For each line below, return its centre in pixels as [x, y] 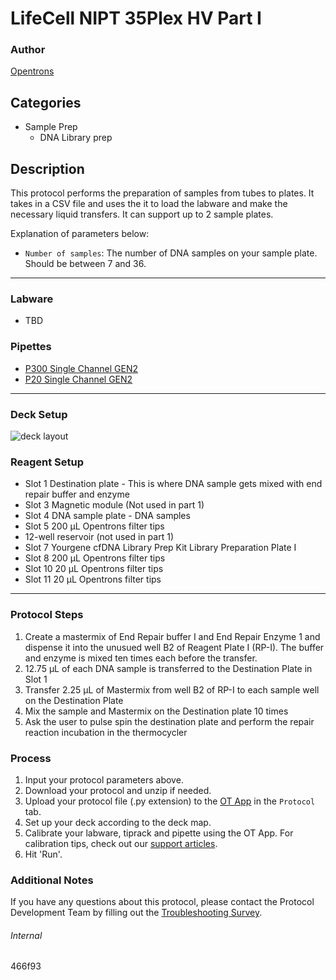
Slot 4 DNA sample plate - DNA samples [107, 516]
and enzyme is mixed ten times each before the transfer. [141, 658]
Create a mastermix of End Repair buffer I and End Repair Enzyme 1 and [172, 636]
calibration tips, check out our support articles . [121, 843]
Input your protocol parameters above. [104, 779]
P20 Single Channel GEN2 [78, 379]
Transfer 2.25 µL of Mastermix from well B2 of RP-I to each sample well [172, 689]
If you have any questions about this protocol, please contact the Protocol [162, 902]
